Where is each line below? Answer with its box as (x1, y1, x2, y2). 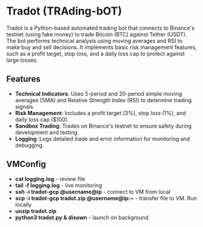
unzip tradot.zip (15, 207, 56, 214)
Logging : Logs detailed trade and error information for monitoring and (15, 135, 190, 142)
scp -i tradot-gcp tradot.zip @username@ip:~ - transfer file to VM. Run (15, 194, 197, 202)
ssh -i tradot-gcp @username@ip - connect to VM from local (15, 188, 171, 195)
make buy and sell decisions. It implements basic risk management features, (6, 44, 197, 51)
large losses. (6, 56, 38, 64)
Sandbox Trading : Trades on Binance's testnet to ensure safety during (15, 122, 192, 130)
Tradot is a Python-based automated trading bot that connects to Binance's (6, 24, 195, 31)
